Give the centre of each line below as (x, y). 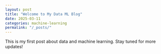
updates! (14, 47)
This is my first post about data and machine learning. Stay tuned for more (80, 41)
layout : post (18, 9)
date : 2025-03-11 (23, 18)
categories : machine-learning (36, 23)
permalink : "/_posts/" (28, 28)
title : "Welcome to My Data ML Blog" (44, 14)
